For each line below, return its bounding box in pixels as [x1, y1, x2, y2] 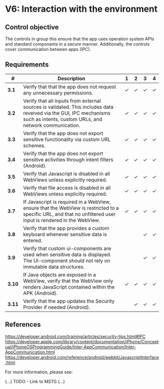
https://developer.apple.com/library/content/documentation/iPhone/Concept [5, 339, 159, 344]
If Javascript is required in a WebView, [23, 198, 111, 205]
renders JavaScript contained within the [23, 283, 115, 290]
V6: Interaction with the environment [5, 3, 158, 15]
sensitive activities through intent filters [23, 156, 114, 163]
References [5, 320, 41, 329]
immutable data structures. [23, 263, 85, 270]
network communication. [23, 122, 81, 128]
